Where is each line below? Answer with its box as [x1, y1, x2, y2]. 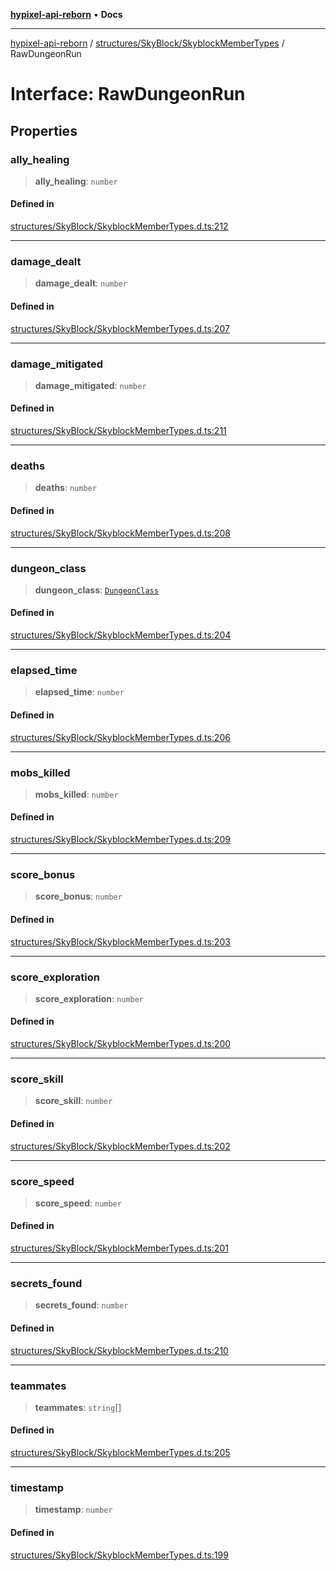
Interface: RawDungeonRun [10, 83, 246, 106]
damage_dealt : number [34, 277, 128, 289]
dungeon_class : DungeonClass [34, 584, 159, 596]
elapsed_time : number [34, 686, 125, 698]
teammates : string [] [34, 1401, 122, 1413]
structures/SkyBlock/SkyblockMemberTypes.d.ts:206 [10, 731, 231, 743]
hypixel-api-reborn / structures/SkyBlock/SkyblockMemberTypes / [10, 37, 285, 49]
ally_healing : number [34, 175, 118, 187]
